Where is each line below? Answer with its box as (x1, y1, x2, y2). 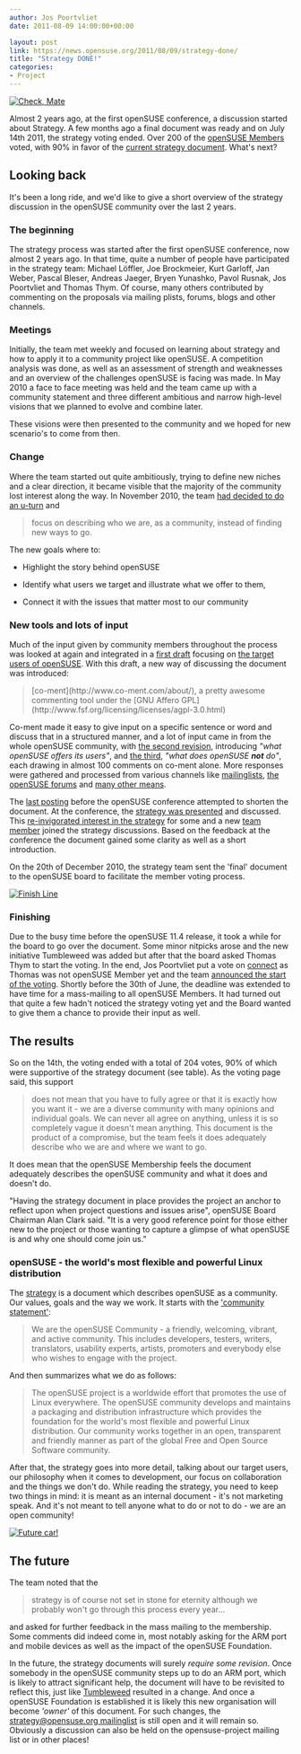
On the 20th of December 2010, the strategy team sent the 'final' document (9, 861, 288, 872)
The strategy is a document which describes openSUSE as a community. (9, 1288, 278, 1299)
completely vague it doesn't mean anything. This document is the (30, 1122, 273, 1133)
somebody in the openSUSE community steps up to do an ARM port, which (9, 1668, 287, 1679)
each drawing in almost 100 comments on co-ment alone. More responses (9, 760, 284, 771)
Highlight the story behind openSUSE (21, 561, 160, 572)
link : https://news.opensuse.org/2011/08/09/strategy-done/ (9, 46, 239, 55)
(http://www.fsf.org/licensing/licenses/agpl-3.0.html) (30, 704, 227, 715)
